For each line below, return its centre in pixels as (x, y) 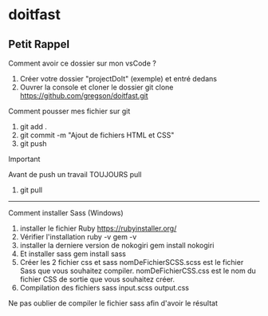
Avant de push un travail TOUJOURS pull (75, 174)
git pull (31, 190)
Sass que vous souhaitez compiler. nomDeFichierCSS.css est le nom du (138, 271)
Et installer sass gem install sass (73, 254)
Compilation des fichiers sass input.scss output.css (104, 288)
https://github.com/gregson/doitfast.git (84, 96)
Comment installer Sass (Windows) (66, 213)
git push (33, 144)
